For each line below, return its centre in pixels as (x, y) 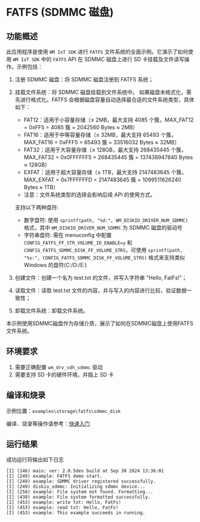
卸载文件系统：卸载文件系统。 (51, 311)
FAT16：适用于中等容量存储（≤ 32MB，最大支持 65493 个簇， (100, 135)
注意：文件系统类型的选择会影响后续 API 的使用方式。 (90, 195)
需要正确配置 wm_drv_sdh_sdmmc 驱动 (59, 367)
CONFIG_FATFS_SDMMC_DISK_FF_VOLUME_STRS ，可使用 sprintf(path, (103, 250)
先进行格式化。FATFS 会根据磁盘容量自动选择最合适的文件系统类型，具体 (104, 100)
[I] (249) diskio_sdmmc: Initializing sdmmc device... (76, 487)
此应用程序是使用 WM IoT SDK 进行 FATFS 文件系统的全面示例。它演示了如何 (97, 52)
